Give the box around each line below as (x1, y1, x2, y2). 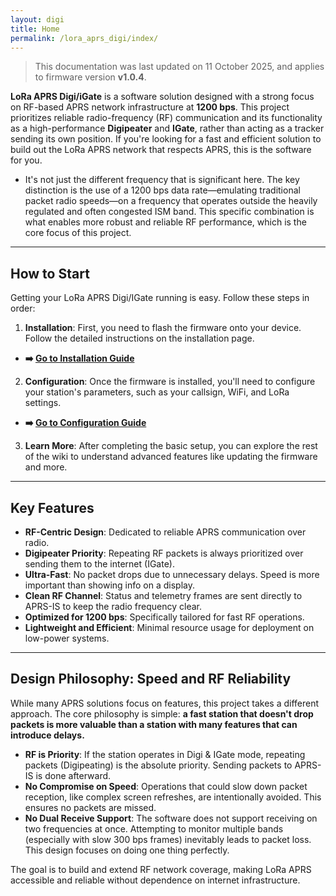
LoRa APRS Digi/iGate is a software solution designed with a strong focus (10, 91, 315, 103)
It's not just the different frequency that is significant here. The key (24, 174, 300, 186)
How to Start (10, 265, 90, 282)
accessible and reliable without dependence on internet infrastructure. (10, 874, 301, 886)
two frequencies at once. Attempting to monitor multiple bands (24, 822, 284, 835)
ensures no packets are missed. (24, 801, 157, 813)
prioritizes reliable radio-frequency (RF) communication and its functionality (10, 112, 323, 124)
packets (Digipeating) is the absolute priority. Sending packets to (24, 759, 293, 771)
